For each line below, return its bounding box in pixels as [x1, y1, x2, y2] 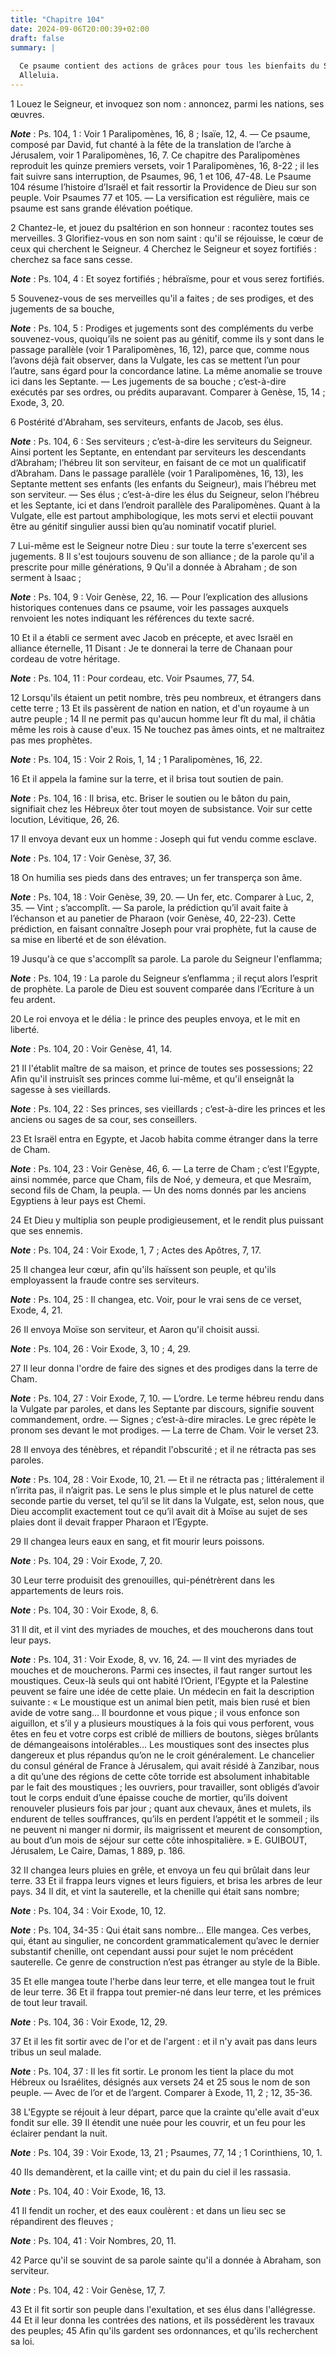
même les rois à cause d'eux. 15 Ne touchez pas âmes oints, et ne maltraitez [10, 723, 325, 735]
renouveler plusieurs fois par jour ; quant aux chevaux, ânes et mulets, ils [10, 1802, 312, 1814]
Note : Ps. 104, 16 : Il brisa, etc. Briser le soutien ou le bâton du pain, [10, 792, 291, 804]
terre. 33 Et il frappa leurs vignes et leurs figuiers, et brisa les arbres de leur [10, 1874, 323, 1886]
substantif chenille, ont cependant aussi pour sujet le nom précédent [10, 1945, 294, 1957]
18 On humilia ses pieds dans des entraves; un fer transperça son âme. [10, 871, 303, 883]
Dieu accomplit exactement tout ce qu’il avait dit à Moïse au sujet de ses [10, 1505, 308, 1517]
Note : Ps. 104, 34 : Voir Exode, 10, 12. [10, 1904, 167, 1916]
